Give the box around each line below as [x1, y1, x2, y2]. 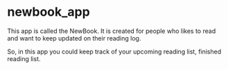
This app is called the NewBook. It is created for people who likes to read [7, 27, 216, 35]
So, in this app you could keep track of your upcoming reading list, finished [7, 47, 222, 56]
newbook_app [7, 4, 90, 20]
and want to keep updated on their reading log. [7, 34, 141, 42]
